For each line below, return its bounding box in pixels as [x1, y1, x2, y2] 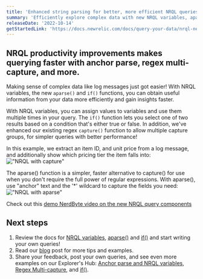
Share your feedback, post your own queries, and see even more [14, 253, 177, 260]
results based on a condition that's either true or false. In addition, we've [6, 120, 187, 127]
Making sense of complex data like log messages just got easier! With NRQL [6, 83, 196, 91]
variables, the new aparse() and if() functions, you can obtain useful [6, 89, 180, 97]
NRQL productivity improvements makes [6, 48, 163, 58]
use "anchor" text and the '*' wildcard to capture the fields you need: [6, 182, 178, 190]
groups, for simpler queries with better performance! [6, 133, 138, 141]
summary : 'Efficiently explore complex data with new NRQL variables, [6, 14, 188, 21]
